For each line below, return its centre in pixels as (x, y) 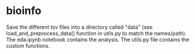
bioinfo (24, 11)
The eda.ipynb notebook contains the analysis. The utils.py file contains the (98, 39)
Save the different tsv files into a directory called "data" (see (80, 27)
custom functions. (28, 46)
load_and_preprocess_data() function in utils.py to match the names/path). (96, 33)
